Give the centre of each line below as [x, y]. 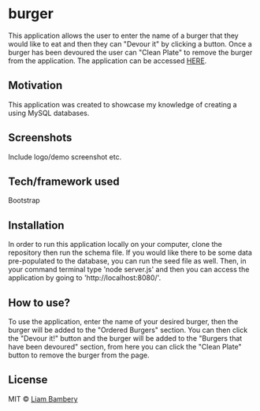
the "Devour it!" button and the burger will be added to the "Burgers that [125, 338]
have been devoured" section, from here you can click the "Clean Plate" [125, 347]
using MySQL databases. [49, 113]
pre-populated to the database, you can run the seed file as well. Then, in [127, 261]
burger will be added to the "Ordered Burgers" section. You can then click [128, 330]
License [28, 380]
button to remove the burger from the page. [79, 355]
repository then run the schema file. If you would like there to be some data [130, 252]
